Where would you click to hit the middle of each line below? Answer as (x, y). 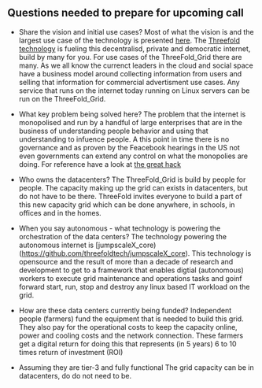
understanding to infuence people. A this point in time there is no (124, 139)
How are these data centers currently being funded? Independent (125, 310)
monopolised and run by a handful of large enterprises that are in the (131, 122)
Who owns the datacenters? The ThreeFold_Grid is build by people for (132, 179)
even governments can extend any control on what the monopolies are (133, 156)
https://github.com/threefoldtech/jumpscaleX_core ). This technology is (137, 253)
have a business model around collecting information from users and (130, 73)
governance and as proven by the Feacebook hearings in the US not (129, 147)
